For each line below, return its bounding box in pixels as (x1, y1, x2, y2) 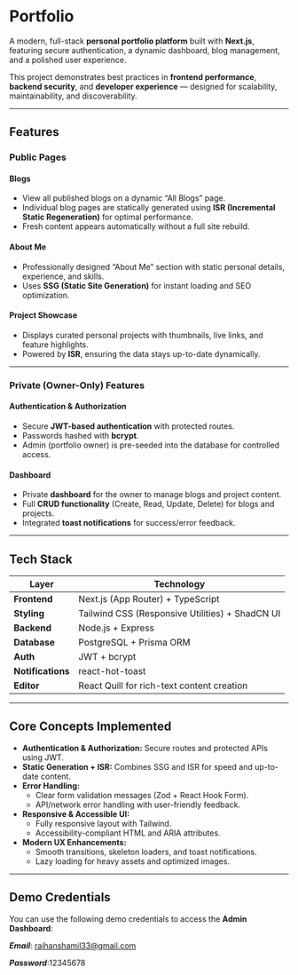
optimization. (21, 289, 70, 300)
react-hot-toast (78, 665, 146, 677)
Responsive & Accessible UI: (21, 808, 130, 819)
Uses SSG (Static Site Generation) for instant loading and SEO (21, 280, 252, 290)
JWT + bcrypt (78, 651, 137, 662)
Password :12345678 (9, 957, 86, 968)
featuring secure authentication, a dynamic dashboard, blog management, (9, 44, 281, 55)
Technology (153, 578, 206, 590)
